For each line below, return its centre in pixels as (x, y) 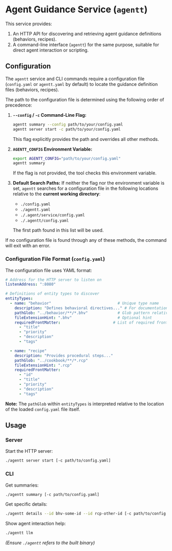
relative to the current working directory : (57, 194)
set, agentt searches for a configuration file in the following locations (85, 188)
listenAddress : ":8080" (31, 285)
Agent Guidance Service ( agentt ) (77, 10)
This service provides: (29, 24)
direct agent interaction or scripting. (51, 50)
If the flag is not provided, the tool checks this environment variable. (85, 173)
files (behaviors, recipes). (32, 90)
